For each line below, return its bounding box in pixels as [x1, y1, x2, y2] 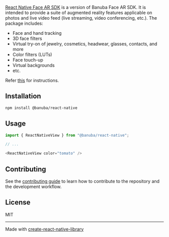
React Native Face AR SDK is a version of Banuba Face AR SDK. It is [5, 5, 146, 10]
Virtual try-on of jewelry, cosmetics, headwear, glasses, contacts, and [12, 41, 157, 47]
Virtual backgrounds [12, 63, 55, 68]
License [5, 198, 31, 207]
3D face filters [12, 35, 42, 41]
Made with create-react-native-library [5, 226, 84, 232]
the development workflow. [5, 184, 62, 190]
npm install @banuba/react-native [5, 105, 78, 110]
